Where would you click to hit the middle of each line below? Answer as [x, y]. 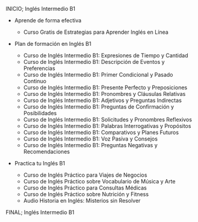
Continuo [35, 81]
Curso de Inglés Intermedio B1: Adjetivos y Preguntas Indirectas [103, 100]
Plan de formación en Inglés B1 [53, 44]
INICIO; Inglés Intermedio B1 [41, 9]
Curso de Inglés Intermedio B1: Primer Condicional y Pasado [98, 75]
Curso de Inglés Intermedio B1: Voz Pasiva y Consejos [91, 139]
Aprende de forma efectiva [48, 20]
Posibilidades [40, 113]
